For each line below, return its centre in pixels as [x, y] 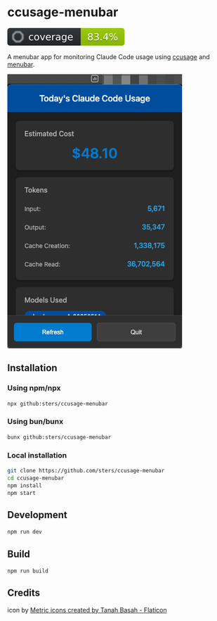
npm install [25, 485]
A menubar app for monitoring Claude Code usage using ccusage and [109, 56]
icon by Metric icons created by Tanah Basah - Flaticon [87, 610]
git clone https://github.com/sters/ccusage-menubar [86, 470]
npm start [22, 493]
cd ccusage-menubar [36, 478]
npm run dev [25, 532]
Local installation [37, 455]
